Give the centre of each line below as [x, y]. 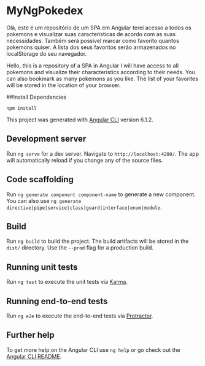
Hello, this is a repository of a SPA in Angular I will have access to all [93, 66]
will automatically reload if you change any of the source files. [85, 160]
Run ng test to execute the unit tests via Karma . [67, 282]
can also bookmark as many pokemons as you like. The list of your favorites [102, 78]
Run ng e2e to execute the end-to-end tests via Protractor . [80, 316]
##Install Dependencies [36, 97]
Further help [31, 335]
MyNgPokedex [45, 11]
